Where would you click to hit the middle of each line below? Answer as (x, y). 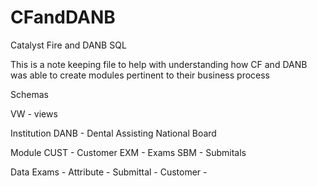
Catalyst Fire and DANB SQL (68, 45)
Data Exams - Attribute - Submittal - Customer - (109, 172)
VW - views (34, 113)
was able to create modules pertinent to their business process (140, 75)
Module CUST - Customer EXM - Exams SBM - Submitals (128, 152)
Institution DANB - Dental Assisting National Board (113, 133)
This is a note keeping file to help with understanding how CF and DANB (159, 64)
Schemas (29, 94)
